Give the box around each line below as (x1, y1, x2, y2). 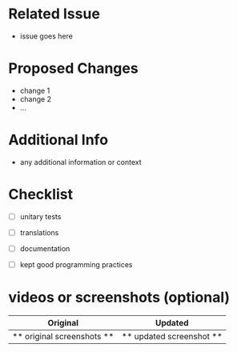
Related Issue (8, 5, 100, 23)
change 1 (19, 86, 50, 95)
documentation (19, 243, 70, 253)
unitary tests (19, 211, 62, 221)
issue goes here (19, 31, 74, 41)
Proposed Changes (8, 59, 139, 78)
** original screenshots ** (12, 330, 114, 342)
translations (19, 227, 59, 237)
